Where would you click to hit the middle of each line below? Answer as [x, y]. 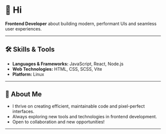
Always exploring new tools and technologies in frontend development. [84, 116]
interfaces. [23, 111]
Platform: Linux [28, 74]
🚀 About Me [23, 94]
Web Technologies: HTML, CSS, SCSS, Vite [57, 69]
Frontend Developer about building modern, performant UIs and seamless [81, 24]
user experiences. [23, 28]
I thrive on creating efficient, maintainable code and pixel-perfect [78, 106]
